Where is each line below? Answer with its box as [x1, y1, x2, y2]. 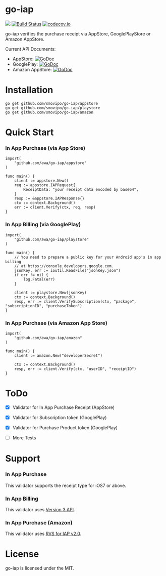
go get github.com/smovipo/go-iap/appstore [5, 101, 98, 106]
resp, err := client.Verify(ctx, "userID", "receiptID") [14, 366, 137, 372]
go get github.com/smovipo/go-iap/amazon [5, 110, 94, 115]
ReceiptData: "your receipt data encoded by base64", [23, 187, 139, 192]
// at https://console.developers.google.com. [14, 263, 114, 269]
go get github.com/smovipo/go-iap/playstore [5, 105, 100, 110]
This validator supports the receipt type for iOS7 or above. [5, 482, 126, 488]
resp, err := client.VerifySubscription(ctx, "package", [14, 299, 137, 304]
